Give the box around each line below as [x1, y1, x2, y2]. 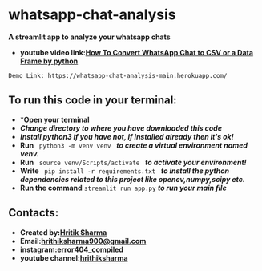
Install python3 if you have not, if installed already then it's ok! [19, 131, 234, 141]
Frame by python [19, 56, 79, 66]
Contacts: [8, 206, 59, 220]
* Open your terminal [19, 115, 90, 124]
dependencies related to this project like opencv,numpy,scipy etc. [19, 174, 246, 184]
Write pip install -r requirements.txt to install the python [19, 166, 230, 176]
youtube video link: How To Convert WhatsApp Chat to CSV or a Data [19, 47, 254, 57]
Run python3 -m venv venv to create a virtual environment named [19, 140, 248, 150]
